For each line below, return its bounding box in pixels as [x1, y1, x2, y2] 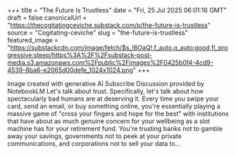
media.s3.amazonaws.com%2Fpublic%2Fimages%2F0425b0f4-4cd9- [7, 58, 213, 66]
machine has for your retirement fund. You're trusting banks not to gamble [7, 125, 223, 132]
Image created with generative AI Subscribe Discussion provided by [7, 80, 204, 87]
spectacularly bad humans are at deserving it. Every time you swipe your [7, 94, 219, 103]
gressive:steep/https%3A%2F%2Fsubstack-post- [7, 51, 153, 59]
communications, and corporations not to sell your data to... [7, 139, 181, 147]
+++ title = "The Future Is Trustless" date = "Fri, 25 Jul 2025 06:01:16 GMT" [7, 6, 227, 14]
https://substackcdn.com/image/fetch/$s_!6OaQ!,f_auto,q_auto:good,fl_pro [10, 44, 228, 51]
